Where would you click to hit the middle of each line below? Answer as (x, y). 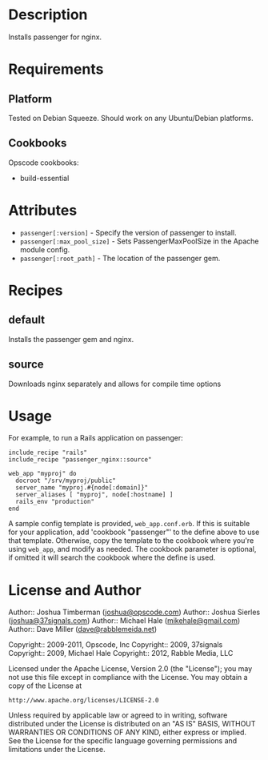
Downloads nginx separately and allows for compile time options (115, 384)
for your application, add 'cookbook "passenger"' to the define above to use (134, 532)
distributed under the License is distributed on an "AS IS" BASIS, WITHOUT (132, 724)
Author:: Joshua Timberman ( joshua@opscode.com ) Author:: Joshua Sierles (134, 612)
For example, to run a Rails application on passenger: (96, 438)
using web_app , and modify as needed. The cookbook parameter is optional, (132, 549)
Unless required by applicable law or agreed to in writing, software (118, 715)
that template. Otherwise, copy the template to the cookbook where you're (131, 541)
